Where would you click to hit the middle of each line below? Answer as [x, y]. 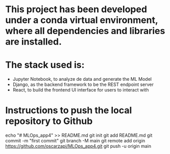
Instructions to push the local [69, 111]
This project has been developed [76, 9]
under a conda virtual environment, [82, 20]
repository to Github [49, 121]
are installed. [34, 42]
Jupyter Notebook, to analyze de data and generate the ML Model [82, 79]
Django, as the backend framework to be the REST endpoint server [83, 84]
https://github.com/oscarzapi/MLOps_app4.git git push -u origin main [78, 146]
